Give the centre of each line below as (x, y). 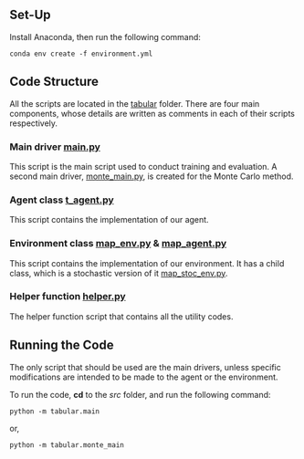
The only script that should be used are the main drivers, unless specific (145, 367)
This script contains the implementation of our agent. (109, 220)
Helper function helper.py (68, 297)
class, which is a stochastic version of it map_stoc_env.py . (119, 273)
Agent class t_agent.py (62, 200)
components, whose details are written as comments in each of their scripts (152, 113)
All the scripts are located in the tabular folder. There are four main (135, 103)
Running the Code (62, 345)
